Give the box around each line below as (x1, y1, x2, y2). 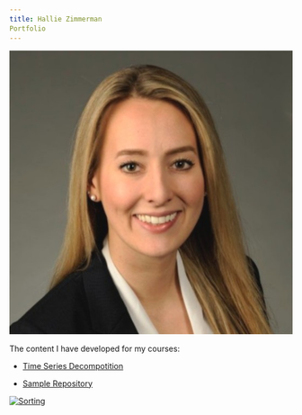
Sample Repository (22, 378, 93, 389)
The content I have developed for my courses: (9, 343, 181, 354)
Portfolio (9, 23, 47, 33)
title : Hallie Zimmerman (9, 14, 102, 23)
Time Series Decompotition (22, 360, 124, 371)
